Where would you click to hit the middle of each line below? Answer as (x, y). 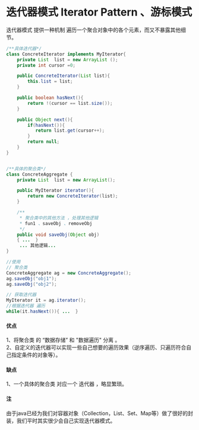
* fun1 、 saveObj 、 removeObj (56, 223)
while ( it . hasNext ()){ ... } (42, 311)
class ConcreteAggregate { (40, 174)
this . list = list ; (50, 82)
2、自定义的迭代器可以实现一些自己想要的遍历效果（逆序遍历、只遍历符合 (96, 348)
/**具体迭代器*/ (24, 48)
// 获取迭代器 (21, 295)
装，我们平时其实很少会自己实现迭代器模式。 (61, 420)
